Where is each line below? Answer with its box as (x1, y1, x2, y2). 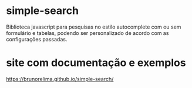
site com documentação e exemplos (6, 57, 186, 69)
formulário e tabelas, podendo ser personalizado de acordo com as (6, 29, 169, 36)
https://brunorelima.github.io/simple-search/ (6, 75, 114, 82)
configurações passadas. (6, 36, 68, 43)
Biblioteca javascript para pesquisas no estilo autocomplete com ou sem (6, 23, 181, 30)
